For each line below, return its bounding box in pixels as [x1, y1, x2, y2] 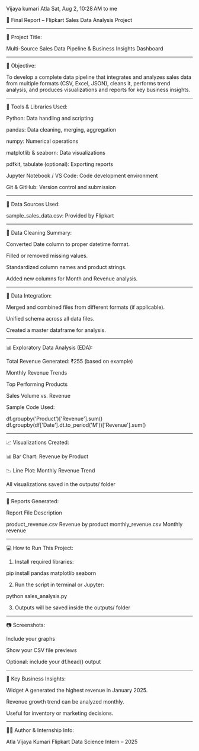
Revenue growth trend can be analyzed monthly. [6, 698, 124, 705]
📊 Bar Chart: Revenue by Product [6, 453, 89, 460]
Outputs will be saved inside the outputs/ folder [14, 604, 131, 611]
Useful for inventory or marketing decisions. [6, 710, 114, 717]
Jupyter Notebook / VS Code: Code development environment [6, 172, 158, 179]
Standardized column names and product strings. [6, 264, 127, 270]
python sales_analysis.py [6, 593, 68, 599]
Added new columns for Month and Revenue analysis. [6, 275, 138, 282]
